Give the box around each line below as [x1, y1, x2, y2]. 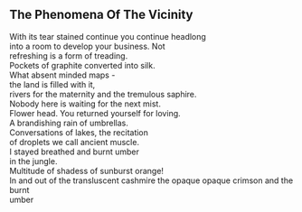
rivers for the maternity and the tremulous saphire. [9, 88, 197, 99]
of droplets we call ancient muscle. [9, 136, 140, 147]
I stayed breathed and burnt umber [9, 146, 140, 157]
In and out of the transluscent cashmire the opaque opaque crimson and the [9, 175, 294, 186]
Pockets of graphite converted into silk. [9, 60, 156, 70]
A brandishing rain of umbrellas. [9, 117, 129, 128]
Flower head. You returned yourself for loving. [9, 107, 181, 118]
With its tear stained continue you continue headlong [9, 31, 206, 41]
